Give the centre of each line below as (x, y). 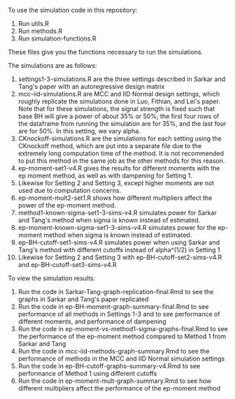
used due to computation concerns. (70, 190)
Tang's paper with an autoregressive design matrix (91, 86)
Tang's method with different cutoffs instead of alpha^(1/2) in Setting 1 (119, 250)
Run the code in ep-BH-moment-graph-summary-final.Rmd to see (113, 306)
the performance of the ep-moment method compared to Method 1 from (122, 336)
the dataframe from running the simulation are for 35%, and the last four (122, 124)
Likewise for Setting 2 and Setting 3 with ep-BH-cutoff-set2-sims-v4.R (120, 257)
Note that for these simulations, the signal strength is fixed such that (116, 109)
